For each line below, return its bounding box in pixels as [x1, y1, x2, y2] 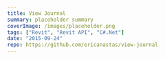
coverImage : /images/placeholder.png [7, 22, 115, 29]
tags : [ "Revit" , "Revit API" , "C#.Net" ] [7, 28, 125, 36]
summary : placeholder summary [7, 16, 94, 23]
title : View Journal [7, 9, 67, 17]
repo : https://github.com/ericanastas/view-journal [7, 41, 158, 48]
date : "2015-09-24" [7, 35, 63, 42]
